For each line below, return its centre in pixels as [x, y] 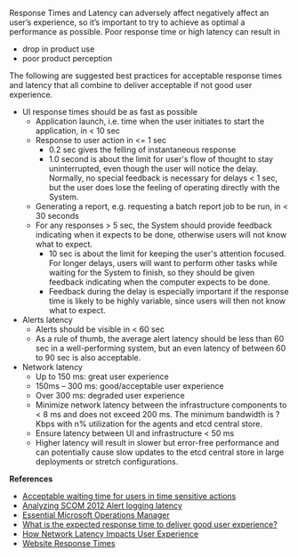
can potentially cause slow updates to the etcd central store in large [160, 452]
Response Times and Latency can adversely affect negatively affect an [139, 13]
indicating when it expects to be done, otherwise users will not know [161, 234]
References [31, 479]
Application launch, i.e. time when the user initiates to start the [150, 121]
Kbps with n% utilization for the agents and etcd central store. [149, 424]
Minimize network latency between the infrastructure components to [161, 405]
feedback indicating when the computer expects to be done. [159, 282]
